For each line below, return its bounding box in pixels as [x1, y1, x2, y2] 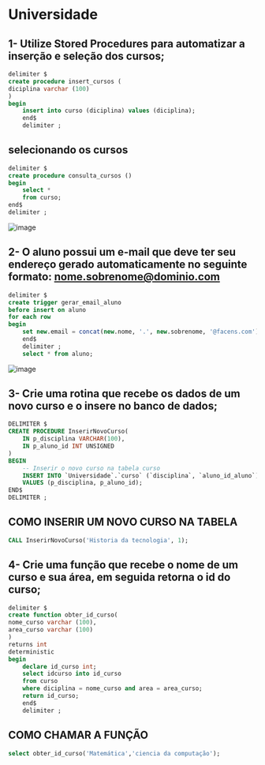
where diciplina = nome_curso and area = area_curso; [22, 684, 203, 692]
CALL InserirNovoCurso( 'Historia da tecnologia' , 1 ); [8, 536, 189, 544]
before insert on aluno [8, 306, 87, 313]
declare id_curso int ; [22, 662, 97, 670]
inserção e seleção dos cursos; [8, 49, 165, 62]
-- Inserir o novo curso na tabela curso [22, 464, 160, 472]
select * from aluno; [22, 350, 93, 358]
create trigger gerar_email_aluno [8, 298, 122, 306]
